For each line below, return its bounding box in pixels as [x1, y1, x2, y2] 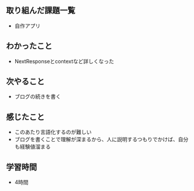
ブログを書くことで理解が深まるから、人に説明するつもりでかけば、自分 [14, 136, 189, 143]
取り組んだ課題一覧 [6, 5, 75, 16]
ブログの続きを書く [14, 93, 61, 100]
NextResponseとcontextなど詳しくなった [14, 57, 115, 64]
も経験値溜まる [14, 143, 51, 151]
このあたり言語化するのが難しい [14, 128, 92, 136]
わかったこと [6, 41, 53, 51]
